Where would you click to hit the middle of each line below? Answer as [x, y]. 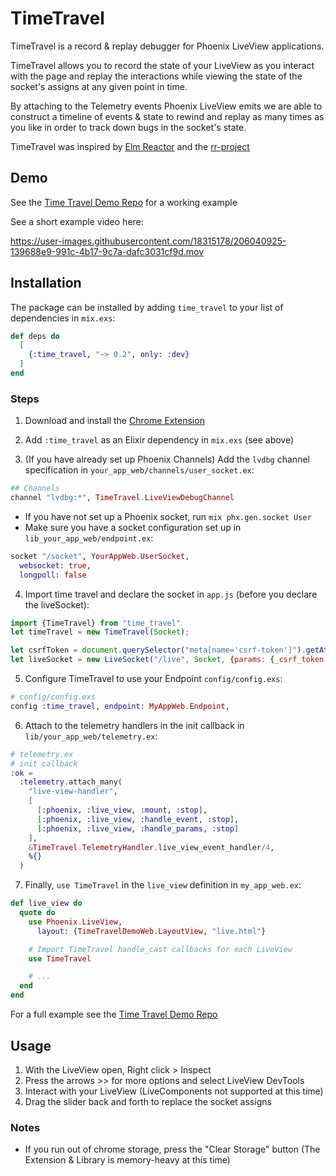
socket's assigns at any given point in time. [99, 86]
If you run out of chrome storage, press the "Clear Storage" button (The [172, 1149]
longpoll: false [53, 575]
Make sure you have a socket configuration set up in [133, 527]
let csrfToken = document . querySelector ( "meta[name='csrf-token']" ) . [158, 650]
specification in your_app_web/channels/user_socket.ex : [139, 470]
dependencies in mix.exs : [63, 318]
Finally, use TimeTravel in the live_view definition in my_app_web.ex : [163, 885]
